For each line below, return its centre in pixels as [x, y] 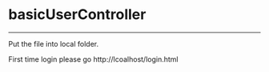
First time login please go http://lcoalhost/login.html [93, 59]
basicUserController [77, 15]
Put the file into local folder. [54, 44]
